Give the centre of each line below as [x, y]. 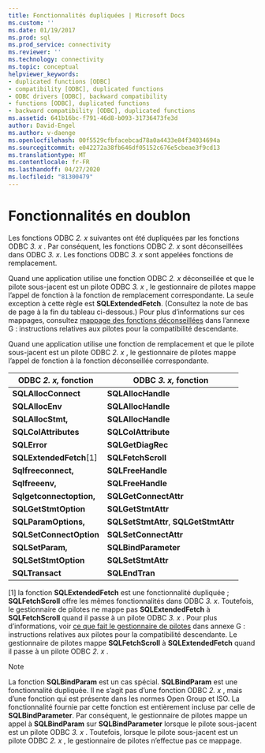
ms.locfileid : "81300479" [50, 177]
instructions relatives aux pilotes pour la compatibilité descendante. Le [123, 634]
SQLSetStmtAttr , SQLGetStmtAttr [171, 522]
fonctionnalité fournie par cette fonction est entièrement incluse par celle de [132, 706]
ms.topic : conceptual [44, 67]
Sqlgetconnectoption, [54, 496]
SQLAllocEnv [37, 406]
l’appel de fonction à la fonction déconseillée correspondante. [108, 361]
